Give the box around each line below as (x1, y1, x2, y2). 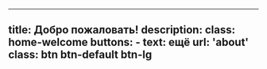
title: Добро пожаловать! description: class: (8, 23, 236, 36)
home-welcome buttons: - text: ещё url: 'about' (8, 36, 249, 49)
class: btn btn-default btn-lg (8, 48, 153, 62)
